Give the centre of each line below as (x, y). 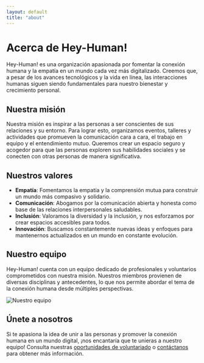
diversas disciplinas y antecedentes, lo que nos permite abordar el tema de (100, 282)
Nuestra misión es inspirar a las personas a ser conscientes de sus (90, 124)
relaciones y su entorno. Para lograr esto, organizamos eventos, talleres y (99, 131)
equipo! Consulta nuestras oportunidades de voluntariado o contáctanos (97, 347)
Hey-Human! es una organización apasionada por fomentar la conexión (96, 64)
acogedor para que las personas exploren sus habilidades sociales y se (96, 150)
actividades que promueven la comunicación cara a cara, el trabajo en (94, 137)
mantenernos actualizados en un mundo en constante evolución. (96, 235)
